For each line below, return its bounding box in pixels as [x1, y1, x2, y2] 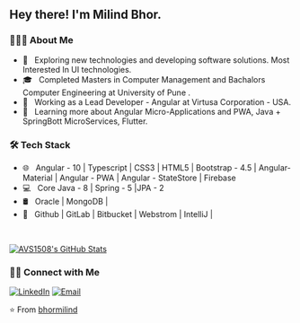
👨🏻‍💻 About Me [9, 34, 74, 47]
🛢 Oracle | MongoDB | [22, 196, 109, 206]
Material [22, 172, 53, 183]
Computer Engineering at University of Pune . [22, 87, 191, 98]
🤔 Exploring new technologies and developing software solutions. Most [22, 54, 290, 65]
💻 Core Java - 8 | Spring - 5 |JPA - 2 [22, 182, 164, 193]
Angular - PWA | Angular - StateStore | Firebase [59, 172, 236, 183]
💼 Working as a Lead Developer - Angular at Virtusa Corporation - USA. [22, 96, 292, 107]
